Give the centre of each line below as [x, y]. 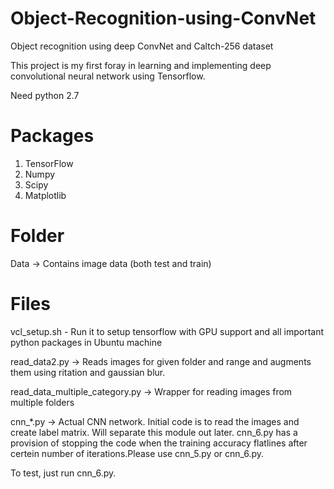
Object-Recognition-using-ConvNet [163, 18]
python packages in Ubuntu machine [86, 342]
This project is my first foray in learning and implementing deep [141, 65]
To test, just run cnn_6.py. [63, 473]
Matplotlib [45, 195]
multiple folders [42, 402]
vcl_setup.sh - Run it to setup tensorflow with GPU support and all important [167, 331]
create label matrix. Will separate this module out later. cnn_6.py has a [154, 432]
